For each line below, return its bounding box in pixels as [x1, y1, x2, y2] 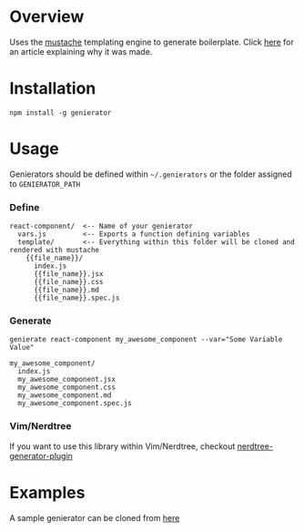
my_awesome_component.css [17, 383, 117, 393]
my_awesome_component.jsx [17, 375, 117, 384]
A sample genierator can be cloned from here [9, 512, 180, 523]
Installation [9, 78, 96, 99]
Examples [9, 482, 86, 503]
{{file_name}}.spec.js [33, 293, 120, 302]
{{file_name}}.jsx [33, 270, 104, 279]
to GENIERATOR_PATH [9, 178, 81, 189]
